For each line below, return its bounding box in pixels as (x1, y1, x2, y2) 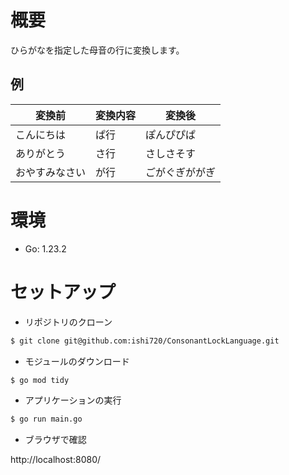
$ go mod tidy (10, 375, 70, 385)
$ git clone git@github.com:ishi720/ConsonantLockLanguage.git (10, 336, 280, 346)
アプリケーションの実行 (24, 394, 122, 406)
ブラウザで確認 (24, 434, 87, 446)
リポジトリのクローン (24, 316, 113, 328)
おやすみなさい (15, 165, 87, 179)
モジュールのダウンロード (24, 355, 130, 367)
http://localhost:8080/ (10, 454, 102, 466)
